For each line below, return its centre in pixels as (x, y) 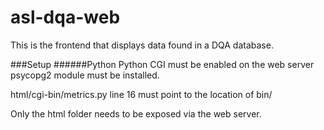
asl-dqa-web (65, 17)
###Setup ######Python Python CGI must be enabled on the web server (162, 64)
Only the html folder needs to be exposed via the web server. (136, 113)
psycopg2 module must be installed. (85, 75)
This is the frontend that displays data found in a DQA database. (142, 45)
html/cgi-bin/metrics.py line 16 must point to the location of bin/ (141, 94)
